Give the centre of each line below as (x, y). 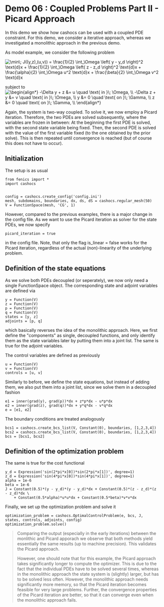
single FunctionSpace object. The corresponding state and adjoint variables (82, 285)
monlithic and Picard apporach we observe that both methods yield (85, 538)
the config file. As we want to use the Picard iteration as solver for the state (81, 219)
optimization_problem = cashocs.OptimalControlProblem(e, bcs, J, (74, 516)
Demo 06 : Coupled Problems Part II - (82, 9)
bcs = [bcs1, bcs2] (25, 436)
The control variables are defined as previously (53, 355)
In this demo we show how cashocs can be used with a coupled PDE (74, 32)
